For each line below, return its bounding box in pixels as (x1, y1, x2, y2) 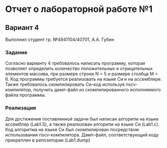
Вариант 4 (5, 23, 39, 32)
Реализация (5, 105, 36, 112)
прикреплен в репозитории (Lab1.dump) (5, 137, 90, 143)
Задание (5, 49, 27, 56)
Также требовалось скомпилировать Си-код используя (5, 81, 125, 88)
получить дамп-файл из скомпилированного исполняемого (33, 87, 161, 93)
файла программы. (5, 92, 46, 98)
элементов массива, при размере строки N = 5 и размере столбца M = (5, 71, 158, 77)
